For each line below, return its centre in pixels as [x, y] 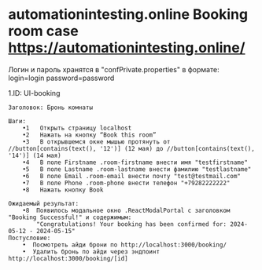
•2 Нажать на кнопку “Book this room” [89, 135]
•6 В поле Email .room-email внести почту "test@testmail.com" [132, 176]
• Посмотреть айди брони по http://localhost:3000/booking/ [124, 245]
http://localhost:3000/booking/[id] [68, 258]
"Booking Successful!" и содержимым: [70, 217]
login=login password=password [61, 78]
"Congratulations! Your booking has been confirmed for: [131, 224]
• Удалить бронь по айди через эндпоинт [91, 252]
